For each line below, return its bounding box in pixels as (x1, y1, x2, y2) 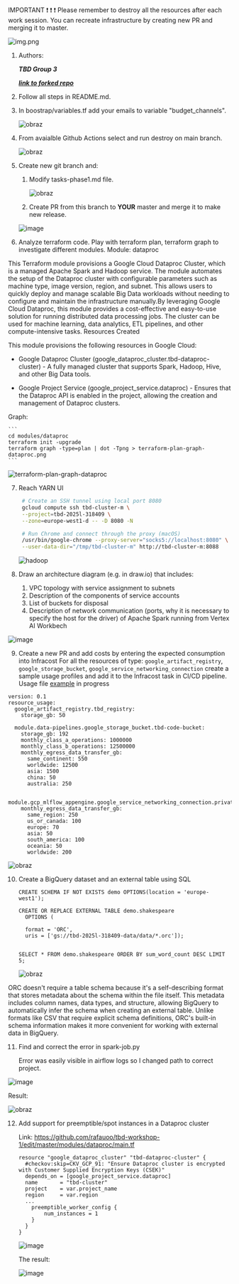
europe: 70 (26, 824, 60, 831)
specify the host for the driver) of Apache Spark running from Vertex (28, 614, 230, 622)
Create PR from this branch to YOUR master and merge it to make (28, 203, 221, 211)
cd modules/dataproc (8, 433, 70, 440)
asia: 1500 (26, 768, 60, 775)
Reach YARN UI (18, 484, 64, 492)
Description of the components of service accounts (28, 591, 180, 600)
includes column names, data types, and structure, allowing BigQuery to (8, 999, 219, 1007)
